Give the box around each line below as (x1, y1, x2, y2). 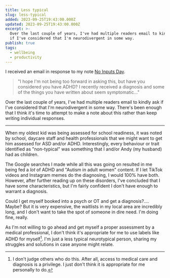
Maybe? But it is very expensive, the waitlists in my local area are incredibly (5, 204, 163, 210)
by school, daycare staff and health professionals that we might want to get (5, 135, 163, 141)
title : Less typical (5, 7, 49, 13)
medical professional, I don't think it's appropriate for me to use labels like (5, 230, 159, 236)
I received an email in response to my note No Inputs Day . (5, 69, 125, 75)
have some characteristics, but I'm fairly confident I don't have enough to (5, 183, 158, 189)
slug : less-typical (5, 12, 47, 17)
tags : (5, 45, 17, 50)
